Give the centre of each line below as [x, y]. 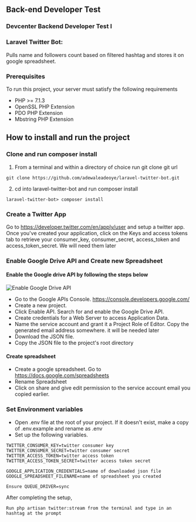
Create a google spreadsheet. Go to [58, 370]
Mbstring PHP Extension [44, 119]
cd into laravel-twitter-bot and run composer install [76, 189]
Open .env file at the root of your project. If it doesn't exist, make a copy [102, 422]
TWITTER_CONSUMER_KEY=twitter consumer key [60, 445]
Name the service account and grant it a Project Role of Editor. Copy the [102, 324]
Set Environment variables [45, 409]
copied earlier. [32, 394]
